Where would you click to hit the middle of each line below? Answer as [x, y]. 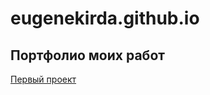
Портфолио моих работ [87, 55]
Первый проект [43, 79]
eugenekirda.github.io [105, 18]
